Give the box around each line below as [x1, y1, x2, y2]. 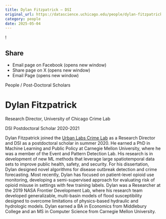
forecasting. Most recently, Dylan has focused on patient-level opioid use [5, 172, 155, 177]
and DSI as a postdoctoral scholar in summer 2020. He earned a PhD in [5, 140, 151, 146]
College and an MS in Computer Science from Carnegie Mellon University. [5, 209, 156, 214]
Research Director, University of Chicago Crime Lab [5, 116, 111, 122]
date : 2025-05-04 [5, 21, 41, 26]
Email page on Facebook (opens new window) [12, 62, 107, 68]
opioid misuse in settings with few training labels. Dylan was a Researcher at [5, 182, 161, 188]
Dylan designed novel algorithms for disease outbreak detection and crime [5, 167, 157, 172]
